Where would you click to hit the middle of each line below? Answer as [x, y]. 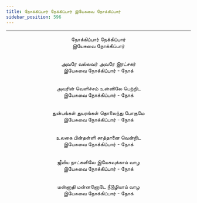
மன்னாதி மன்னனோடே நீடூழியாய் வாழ [98, 187]
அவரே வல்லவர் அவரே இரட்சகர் [98, 64]
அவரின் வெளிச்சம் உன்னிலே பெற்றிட [98, 88]
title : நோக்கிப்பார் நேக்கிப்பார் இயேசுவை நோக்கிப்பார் [64, 11]
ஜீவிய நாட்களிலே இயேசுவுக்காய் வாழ [98, 162]
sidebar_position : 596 [34, 17]
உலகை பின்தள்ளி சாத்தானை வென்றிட [98, 137]
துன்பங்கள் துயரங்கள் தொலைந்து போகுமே [98, 113]
